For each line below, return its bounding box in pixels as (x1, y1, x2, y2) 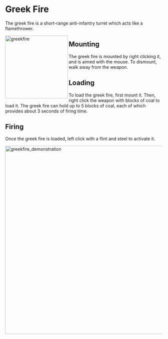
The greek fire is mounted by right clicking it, (68, 53, 161, 59)
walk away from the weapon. (68, 64, 128, 70)
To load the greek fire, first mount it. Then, (68, 92, 156, 98)
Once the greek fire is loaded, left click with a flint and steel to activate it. (5, 136, 155, 142)
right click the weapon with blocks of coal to (68, 97, 160, 103)
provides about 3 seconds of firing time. (5, 108, 88, 114)
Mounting (68, 40, 100, 49)
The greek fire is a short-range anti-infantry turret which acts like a (5, 20, 143, 26)
